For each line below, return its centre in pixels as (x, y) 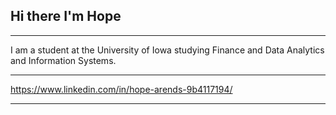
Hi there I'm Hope (66, 16)
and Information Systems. (63, 60)
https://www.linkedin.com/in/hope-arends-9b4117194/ (121, 89)
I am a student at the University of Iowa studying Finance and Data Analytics (167, 50)
